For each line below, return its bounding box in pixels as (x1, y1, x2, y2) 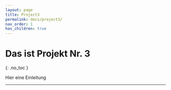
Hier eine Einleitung (5, 74, 46, 81)
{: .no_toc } (5, 65, 28, 71)
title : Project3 (5, 12, 40, 17)
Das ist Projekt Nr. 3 (5, 48, 91, 60)
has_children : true (5, 26, 47, 31)
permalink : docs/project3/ (5, 17, 63, 22)
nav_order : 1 (5, 21, 33, 27)
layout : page (5, 7, 33, 13)
